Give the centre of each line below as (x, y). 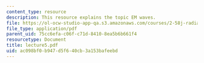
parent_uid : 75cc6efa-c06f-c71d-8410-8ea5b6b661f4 (72, 34)
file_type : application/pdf (42, 28)
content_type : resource (36, 12)
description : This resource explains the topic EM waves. (81, 17)
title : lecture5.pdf (32, 46)
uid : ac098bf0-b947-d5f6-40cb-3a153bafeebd (62, 51)
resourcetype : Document (36, 40)
